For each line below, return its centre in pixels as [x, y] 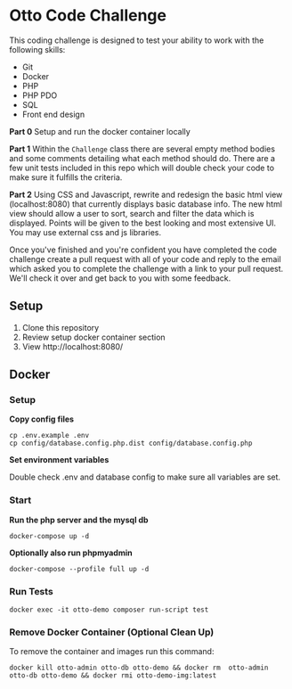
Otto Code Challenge [88, 16]
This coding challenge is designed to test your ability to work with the [137, 40]
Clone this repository [61, 327]
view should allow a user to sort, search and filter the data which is [132, 213]
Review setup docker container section [94, 337]
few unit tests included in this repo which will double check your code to [142, 168]
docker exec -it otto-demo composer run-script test [109, 610]
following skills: [37, 49]
